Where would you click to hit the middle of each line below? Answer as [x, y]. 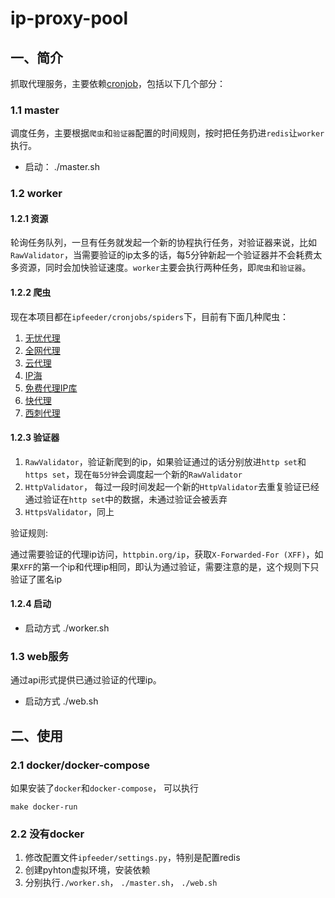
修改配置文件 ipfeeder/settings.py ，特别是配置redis [132, 858]
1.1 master [35, 110]
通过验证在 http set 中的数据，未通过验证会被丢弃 [126, 499]
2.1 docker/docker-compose [80, 765]
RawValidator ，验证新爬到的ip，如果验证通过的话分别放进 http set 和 [165, 461]
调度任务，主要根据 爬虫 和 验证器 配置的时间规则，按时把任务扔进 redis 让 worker [167, 133]
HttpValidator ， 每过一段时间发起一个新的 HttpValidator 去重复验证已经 [172, 486]
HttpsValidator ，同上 [69, 511]
